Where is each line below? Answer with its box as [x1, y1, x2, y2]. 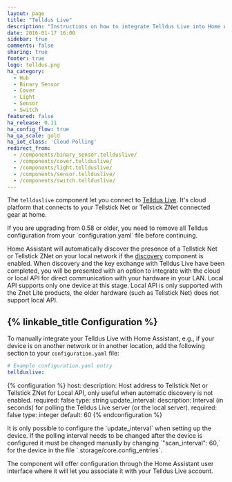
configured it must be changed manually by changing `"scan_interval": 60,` [7, 438, 221, 447]
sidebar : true [7, 36, 48, 43]
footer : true [7, 55, 45, 62]
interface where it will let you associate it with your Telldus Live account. [7, 467, 213, 475]
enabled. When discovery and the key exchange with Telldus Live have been [7, 260, 225, 268]
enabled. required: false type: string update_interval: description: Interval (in [7, 396, 224, 404]
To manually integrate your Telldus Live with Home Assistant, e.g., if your [7, 334, 215, 343]
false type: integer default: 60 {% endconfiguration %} [7, 410, 162, 418]
